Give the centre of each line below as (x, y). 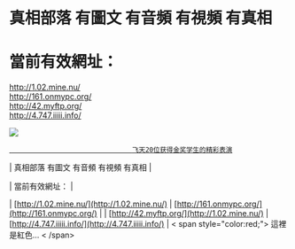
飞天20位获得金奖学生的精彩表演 (182, 150)
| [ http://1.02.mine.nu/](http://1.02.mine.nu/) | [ (93, 204)
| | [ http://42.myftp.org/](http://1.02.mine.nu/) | (183, 214)
